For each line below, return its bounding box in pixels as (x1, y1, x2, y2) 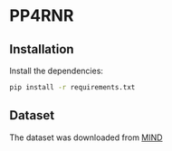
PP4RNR (9, 5, 74, 26)
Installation (9, 42, 74, 57)
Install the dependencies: (9, 65, 104, 76)
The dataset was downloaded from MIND (9, 132, 163, 143)
